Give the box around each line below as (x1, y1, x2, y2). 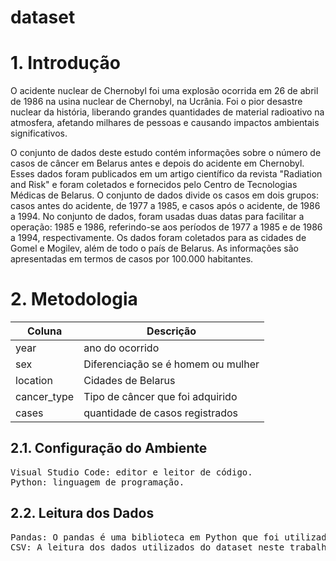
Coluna (26, 324, 63, 338)
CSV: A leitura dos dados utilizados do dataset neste (10, 541, 285, 553)
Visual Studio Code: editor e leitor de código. (10, 466, 253, 478)
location (15, 374, 53, 388)
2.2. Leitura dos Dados (10, 505, 155, 522)
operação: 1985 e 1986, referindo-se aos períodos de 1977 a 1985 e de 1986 (10, 221, 323, 233)
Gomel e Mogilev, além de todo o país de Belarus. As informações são (10, 242, 299, 255)
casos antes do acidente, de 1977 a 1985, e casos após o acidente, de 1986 (10, 200, 321, 212)
